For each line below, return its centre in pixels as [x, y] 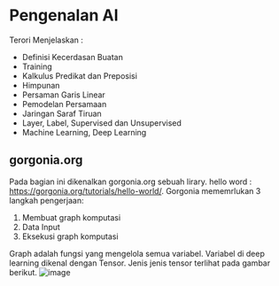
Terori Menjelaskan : [46, 40]
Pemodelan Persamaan [64, 104]
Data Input [41, 227]
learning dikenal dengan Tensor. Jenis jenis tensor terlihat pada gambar [140, 263]
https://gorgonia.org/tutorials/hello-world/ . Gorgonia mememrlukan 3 [135, 190]
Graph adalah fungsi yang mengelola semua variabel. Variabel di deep [137, 253]
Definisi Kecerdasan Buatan [73, 57]
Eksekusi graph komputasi [70, 236]
